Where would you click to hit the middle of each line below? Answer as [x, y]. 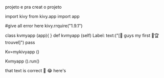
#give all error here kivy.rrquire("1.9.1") [44, 26]
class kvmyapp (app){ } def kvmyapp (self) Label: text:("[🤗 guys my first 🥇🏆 [82, 35]
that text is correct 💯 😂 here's [35, 70]
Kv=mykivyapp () [22, 52]
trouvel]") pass [20, 42]
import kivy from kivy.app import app [42, 16]
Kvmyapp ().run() [22, 61]
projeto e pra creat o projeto [34, 7]
